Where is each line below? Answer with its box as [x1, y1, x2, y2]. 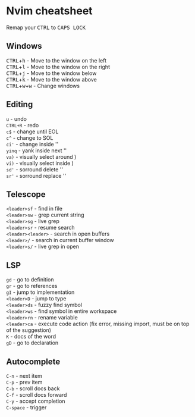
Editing [6, 99, 33, 109]
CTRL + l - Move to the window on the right [6, 63, 110, 70]
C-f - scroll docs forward [6, 391, 67, 398]
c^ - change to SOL [6, 134, 54, 141]
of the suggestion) [6, 327, 52, 334]
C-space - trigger [6, 404, 47, 411]
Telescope [6, 189, 46, 199]
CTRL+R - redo [6, 121, 39, 128]
